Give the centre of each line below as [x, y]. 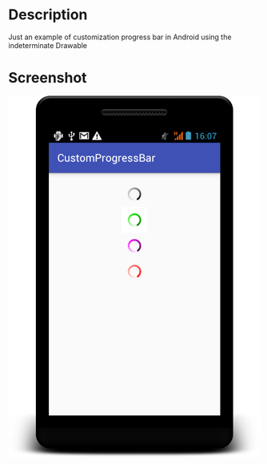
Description [48, 15]
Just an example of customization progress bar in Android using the [120, 37]
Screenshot [48, 78]
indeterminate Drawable [48, 45]
